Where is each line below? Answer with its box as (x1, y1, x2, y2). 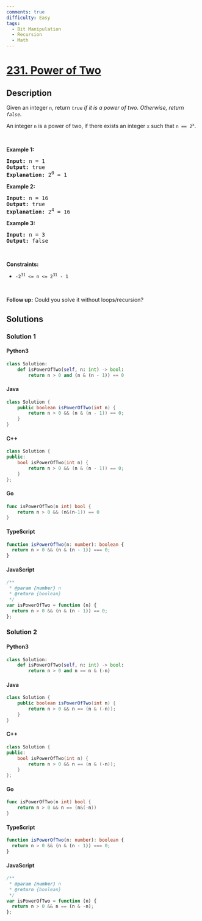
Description (6, 88, 52, 98)
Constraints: (6, 260, 39, 268)
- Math (12, 37, 29, 43)
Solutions (6, 314, 44, 324)
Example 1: (6, 146, 35, 153)
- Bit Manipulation (12, 26, 62, 32)
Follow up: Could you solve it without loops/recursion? (6, 296, 144, 304)
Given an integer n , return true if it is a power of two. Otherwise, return (6, 104, 184, 111)
